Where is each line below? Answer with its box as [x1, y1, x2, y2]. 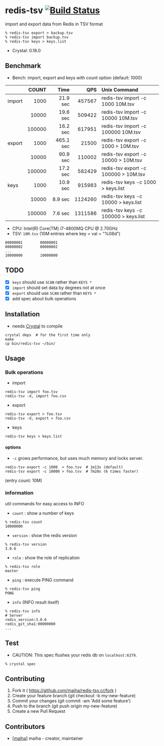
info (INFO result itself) [12, 599, 60, 605]
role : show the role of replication [12, 555, 80, 560]
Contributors [5, 723, 45, 731]
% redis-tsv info [5, 608, 41, 614]
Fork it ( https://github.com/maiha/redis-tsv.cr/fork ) [12, 687, 117, 693]
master [5, 568, 19, 573]
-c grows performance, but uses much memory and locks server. [12, 455, 143, 461]
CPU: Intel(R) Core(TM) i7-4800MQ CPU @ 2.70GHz [12, 225, 118, 231]
